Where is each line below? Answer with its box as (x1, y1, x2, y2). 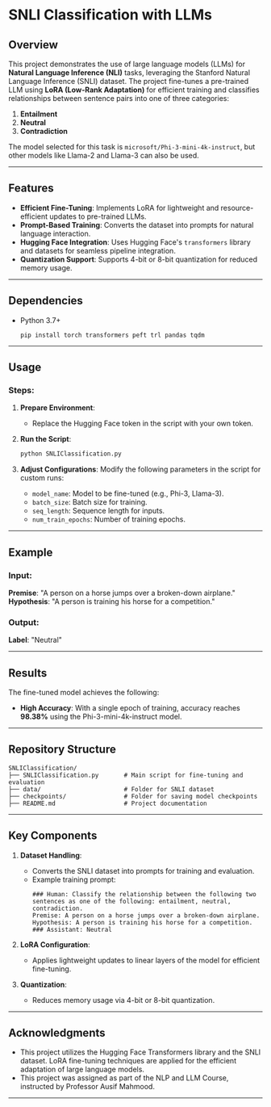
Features (8, 182, 54, 195)
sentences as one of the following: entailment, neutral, (31, 897, 231, 905)
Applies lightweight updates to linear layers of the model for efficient (31, 955, 261, 965)
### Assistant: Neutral (31, 925, 113, 933)
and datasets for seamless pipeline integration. (19, 245, 176, 255)
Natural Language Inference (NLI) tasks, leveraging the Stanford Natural (8, 68, 251, 78)
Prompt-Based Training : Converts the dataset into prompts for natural (19, 220, 254, 229)
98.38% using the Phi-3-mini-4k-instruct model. (19, 711, 182, 721)
